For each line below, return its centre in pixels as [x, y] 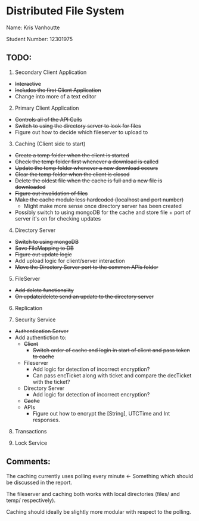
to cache [43, 356]
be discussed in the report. [39, 482]
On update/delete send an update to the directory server [84, 296]
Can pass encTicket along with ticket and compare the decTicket [112, 375]
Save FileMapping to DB [44, 248]
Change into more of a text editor [55, 96]
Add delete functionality [44, 290]
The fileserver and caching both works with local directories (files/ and [93, 494]
